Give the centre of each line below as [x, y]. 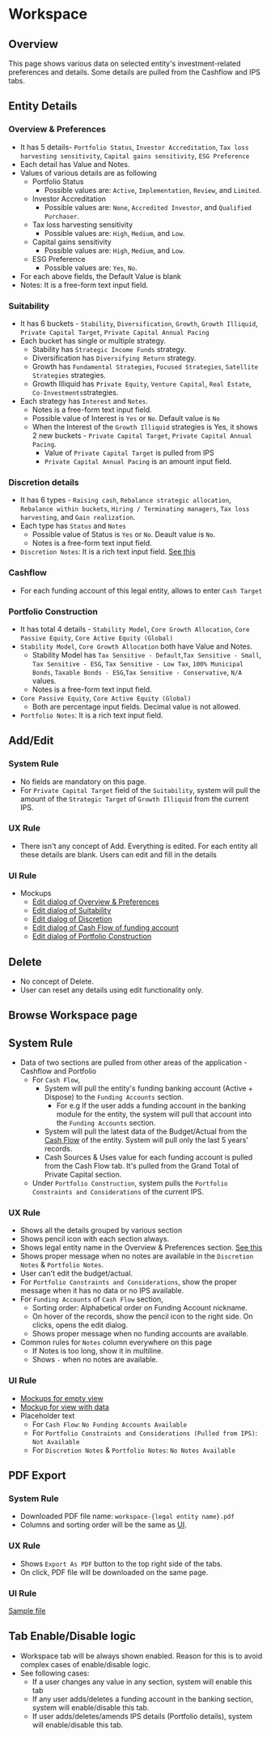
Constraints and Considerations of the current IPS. [118, 1192]
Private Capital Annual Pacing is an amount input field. [138, 461]
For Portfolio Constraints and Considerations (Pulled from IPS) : [145, 1433]
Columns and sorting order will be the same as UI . [104, 1525]
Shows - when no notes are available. [95, 1360]
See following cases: [55, 1673]
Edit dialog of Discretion [72, 919]
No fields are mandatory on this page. [83, 781]
